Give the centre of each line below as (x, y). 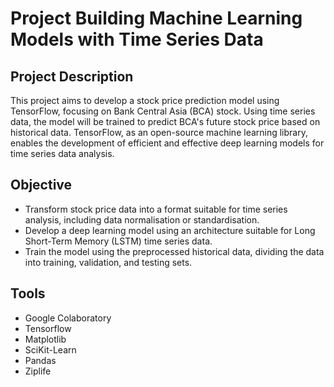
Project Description (72, 76)
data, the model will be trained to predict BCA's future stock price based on (165, 121)
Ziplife (38, 371)
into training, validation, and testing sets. (108, 262)
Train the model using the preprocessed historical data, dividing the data (174, 251)
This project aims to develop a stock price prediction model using (145, 100)
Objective (41, 185)
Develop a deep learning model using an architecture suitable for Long (170, 230)
